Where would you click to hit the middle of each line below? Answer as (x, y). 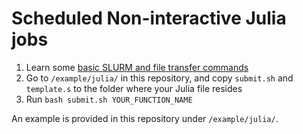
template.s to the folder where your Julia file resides (134, 88)
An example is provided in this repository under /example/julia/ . (145, 118)
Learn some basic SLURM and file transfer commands (137, 67)
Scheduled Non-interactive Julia (149, 18)
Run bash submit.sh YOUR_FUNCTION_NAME (109, 99)
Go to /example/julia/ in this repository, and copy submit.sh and (159, 78)
